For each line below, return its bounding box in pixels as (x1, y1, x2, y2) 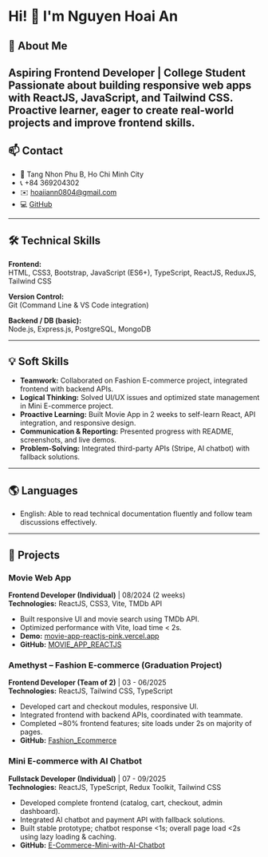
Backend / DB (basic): (8, 315, 82, 325)
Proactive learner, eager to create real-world (8, 103, 235, 117)
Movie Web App (8, 572, 72, 583)
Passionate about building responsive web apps (8, 78, 252, 92)
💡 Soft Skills (8, 355, 69, 368)
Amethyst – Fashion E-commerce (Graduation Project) (8, 659, 223, 670)
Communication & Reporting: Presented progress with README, (19, 427, 234, 436)
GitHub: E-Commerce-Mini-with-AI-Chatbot (19, 840, 165, 850)
